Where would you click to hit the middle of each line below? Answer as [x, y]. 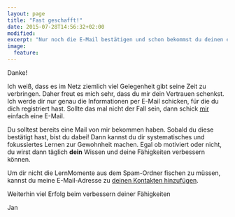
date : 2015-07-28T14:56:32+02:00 [56, 27]
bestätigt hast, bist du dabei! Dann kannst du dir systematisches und [106, 136]
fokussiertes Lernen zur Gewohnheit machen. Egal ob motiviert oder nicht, [115, 144]
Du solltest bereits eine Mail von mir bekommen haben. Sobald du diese [111, 129]
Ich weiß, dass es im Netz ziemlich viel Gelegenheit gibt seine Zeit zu [107, 86]
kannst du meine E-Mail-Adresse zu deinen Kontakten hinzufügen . [103, 180]
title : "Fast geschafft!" [45, 20]
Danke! [17, 72]
